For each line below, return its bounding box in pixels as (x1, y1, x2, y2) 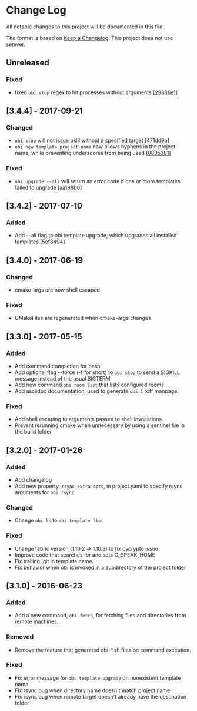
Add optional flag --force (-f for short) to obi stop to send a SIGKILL (14, 369, 181, 376)
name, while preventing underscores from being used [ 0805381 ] (14, 150, 172, 157)
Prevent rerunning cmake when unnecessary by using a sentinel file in (14, 422, 185, 429)
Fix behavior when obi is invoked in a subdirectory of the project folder (14, 564, 186, 571)
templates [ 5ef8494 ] (14, 238, 65, 245)
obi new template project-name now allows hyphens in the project (14, 143, 175, 150)
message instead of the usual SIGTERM (14, 375, 111, 382)
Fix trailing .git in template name (14, 557, 92, 564)
